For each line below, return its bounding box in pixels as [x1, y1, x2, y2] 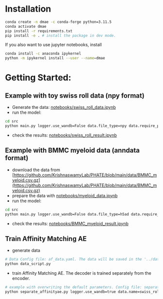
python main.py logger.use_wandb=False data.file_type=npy [5, 123, 127, 128]
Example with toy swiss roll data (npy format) [5, 91, 145, 100]
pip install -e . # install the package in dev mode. [5, 33, 116, 38]
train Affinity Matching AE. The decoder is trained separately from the [12, 270, 151, 276]
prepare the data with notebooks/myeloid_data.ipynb [12, 193, 118, 198]
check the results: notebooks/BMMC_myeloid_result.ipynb [12, 220, 129, 227]
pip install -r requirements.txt [5, 28, 73, 34]
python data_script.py [5, 262, 51, 266]
